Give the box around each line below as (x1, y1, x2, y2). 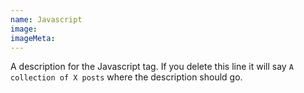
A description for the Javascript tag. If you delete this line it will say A (10, 61, 294, 73)
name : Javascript (10, 14, 83, 25)
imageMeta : (10, 33, 56, 43)
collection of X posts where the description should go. (10, 71, 243, 83)
